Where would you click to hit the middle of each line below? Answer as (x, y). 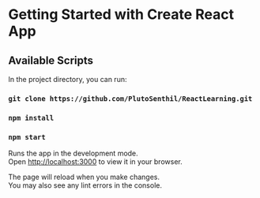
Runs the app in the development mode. (73, 153)
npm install (31, 118)
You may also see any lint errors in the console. (85, 185)
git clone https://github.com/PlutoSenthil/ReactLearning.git (130, 99)
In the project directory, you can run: (68, 79)
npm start (27, 137)
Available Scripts (51, 60)
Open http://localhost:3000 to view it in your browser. (96, 162)
